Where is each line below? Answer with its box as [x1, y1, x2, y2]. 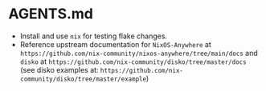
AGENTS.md [8, 5, 94, 23]
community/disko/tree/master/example [19, 75, 147, 83]
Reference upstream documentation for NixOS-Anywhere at [19, 39, 211, 49]
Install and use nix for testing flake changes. [19, 31, 167, 41]
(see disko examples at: [19, 65, 99, 74]
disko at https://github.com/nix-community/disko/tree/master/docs [19, 57, 247, 66]
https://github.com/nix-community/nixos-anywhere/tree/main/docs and [19, 48, 259, 57]
